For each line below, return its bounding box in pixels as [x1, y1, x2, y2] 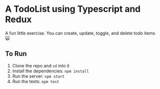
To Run [5, 50, 27, 58]
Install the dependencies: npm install [12, 68, 89, 74]
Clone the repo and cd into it [12, 62, 70, 68]
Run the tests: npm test [12, 78, 60, 84]
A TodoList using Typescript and [5, 3, 141, 15]
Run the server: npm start [12, 73, 65, 79]
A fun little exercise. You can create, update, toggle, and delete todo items [5, 30, 156, 36]
